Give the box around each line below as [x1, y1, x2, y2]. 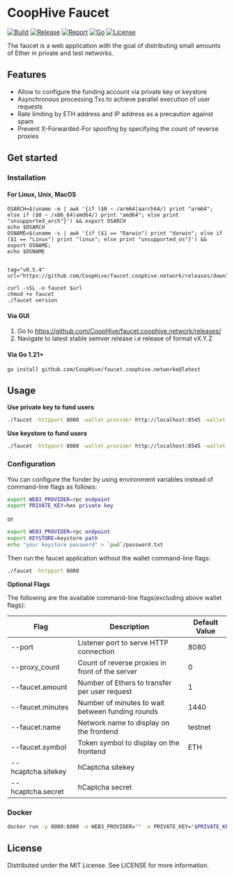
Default [193, 617, 219, 627]
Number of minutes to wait [77, 697, 165, 707]
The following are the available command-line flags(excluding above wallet [7, 593, 222, 601]
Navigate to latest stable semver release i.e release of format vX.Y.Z [17, 334, 212, 342]
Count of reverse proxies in [77, 658, 167, 668]
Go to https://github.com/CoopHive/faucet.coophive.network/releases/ [17, 327, 221, 336]
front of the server [77, 666, 138, 676]
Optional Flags [7, 580, 50, 588]
